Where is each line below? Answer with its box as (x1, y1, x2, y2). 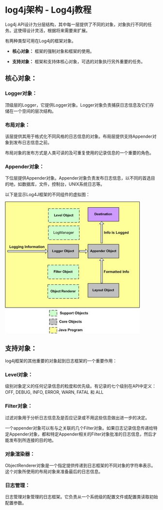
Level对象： (5, 371, 33, 378)
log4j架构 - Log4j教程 (5, 4, 92, 16)
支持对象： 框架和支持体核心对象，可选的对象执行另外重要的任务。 (12, 58, 146, 64)
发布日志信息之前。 (13, 139, 52, 145)
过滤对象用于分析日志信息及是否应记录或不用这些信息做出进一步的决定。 (5, 415, 149, 420)
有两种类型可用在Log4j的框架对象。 (5, 37, 76, 44)
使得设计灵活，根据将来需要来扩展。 (17, 27, 90, 33)
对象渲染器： (5, 451, 35, 457)
